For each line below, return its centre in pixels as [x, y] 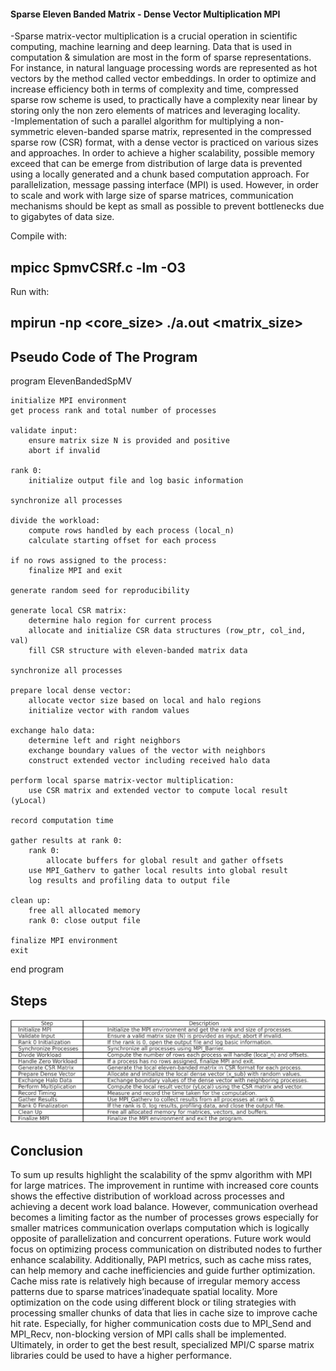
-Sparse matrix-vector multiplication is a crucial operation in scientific [154, 36]
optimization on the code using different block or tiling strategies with [153, 1302]
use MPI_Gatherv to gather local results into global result [158, 871]
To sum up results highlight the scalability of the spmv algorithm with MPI [161, 1175]
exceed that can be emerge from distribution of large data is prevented [156, 164]
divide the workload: [55, 521]
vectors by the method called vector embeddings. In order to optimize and [163, 79]
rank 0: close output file [84, 921]
